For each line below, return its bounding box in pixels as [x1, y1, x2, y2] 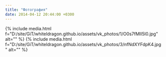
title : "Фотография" [5, 7, 48, 12]
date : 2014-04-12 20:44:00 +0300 [5, 12, 75, 17]
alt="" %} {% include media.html [5, 36, 72, 42]
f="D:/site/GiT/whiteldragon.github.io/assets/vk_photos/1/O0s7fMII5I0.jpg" [5, 31, 158, 37]
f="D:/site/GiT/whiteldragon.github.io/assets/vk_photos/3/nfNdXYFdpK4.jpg [5, 41, 162, 47]
